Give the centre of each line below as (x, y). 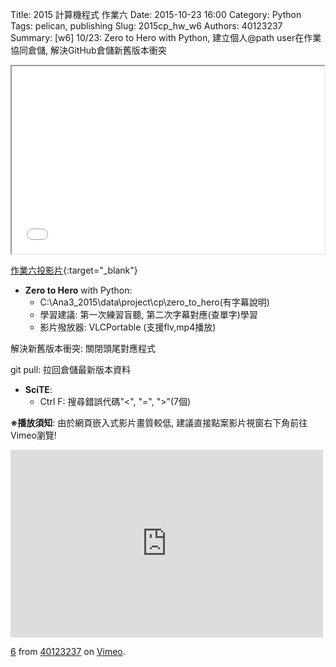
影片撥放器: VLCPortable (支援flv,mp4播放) (128, 327)
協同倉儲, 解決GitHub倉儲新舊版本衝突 (88, 50)
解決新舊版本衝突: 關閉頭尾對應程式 (83, 348)
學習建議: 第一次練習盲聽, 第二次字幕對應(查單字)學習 (148, 314)
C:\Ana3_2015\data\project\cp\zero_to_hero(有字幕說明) (154, 302)
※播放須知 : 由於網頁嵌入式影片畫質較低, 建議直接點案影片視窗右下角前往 (159, 422)
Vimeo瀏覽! (33, 435)
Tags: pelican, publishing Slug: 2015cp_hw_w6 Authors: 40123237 (146, 26)
